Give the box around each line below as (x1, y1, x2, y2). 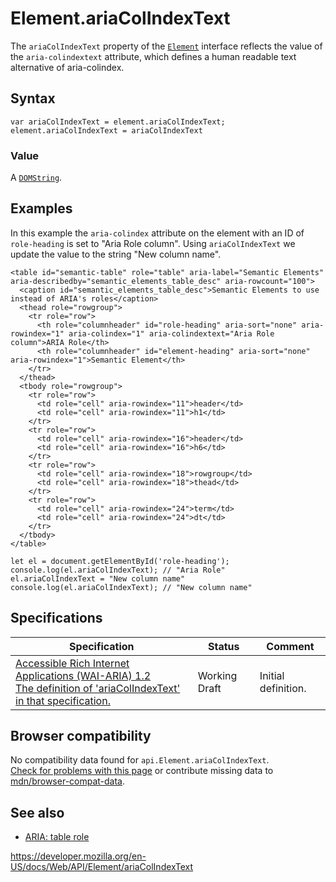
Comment (266, 639, 315, 653)
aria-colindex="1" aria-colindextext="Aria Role (68, 328, 275, 339)
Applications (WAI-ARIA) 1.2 (15, 668, 152, 682)
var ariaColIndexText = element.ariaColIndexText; (10, 117, 226, 127)
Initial (259, 668, 285, 682)
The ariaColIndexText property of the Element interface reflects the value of (10, 40, 323, 52)
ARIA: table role (24, 831, 90, 843)
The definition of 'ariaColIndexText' (15, 681, 181, 695)
